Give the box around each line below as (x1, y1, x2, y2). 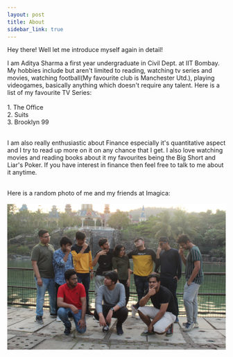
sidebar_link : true (7, 26, 64, 33)
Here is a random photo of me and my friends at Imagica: (7, 189, 171, 198)
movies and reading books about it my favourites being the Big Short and (7, 153, 216, 162)
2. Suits (7, 111, 29, 119)
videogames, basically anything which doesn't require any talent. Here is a (7, 81, 220, 89)
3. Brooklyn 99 (7, 118, 49, 126)
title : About (7, 18, 45, 26)
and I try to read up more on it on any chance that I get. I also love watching (7, 146, 223, 155)
